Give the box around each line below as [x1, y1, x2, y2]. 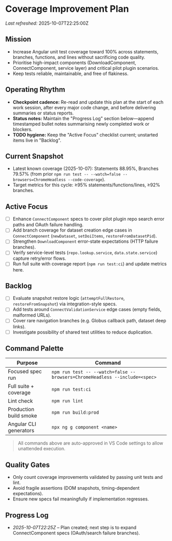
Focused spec [8, 368, 42, 375]
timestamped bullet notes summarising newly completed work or [12, 121, 150, 127]
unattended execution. [17, 446, 66, 452]
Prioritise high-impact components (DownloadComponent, [12, 60, 137, 66]
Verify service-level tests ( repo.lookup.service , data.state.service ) [12, 249, 158, 256]
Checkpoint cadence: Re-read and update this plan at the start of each [12, 99, 164, 105]
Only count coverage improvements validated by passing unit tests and [12, 474, 163, 480]
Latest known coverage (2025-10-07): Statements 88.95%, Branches [12, 165, 159, 172]
